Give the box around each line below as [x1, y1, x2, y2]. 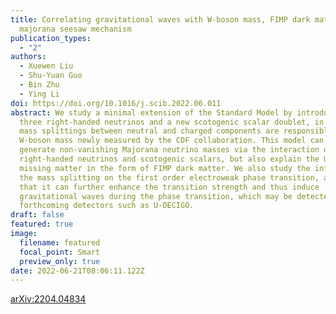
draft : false [10, 210, 65, 220]
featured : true [10, 219, 74, 230]
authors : [10, 52, 47, 62]
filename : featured [19, 237, 101, 248]
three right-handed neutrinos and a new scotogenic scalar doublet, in [19, 117, 325, 127]
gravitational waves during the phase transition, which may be [19, 191, 293, 201]
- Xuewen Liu [19, 61, 74, 71]
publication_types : [10, 33, 92, 43]
